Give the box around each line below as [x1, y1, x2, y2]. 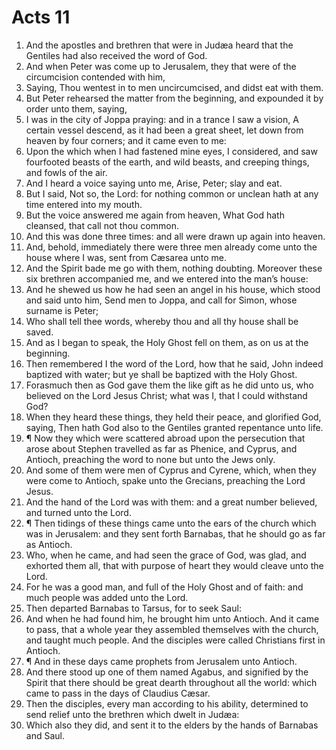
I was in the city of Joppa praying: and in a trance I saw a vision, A [25, 113, 299, 125]
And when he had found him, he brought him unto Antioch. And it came [25, 612, 320, 625]
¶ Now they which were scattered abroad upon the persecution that [25, 432, 306, 444]
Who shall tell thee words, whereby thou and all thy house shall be [25, 315, 299, 327]
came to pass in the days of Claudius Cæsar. [25, 687, 211, 699]
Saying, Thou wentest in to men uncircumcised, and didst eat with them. [25, 81, 324, 93]
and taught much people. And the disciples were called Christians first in [25, 634, 326, 646]
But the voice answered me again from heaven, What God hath [25, 209, 285, 221]
